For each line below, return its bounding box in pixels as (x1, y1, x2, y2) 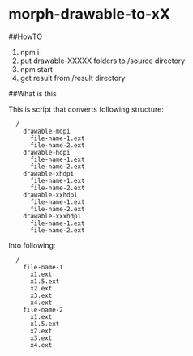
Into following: (8, 240, 56, 250)
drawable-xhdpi (23, 169, 75, 178)
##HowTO (8, 32, 43, 41)
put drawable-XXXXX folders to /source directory (19, 56, 186, 66)
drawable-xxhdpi (23, 191, 79, 199)
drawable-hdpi (23, 148, 71, 156)
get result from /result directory (19, 73, 126, 83)
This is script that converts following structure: (8, 104, 165, 114)
